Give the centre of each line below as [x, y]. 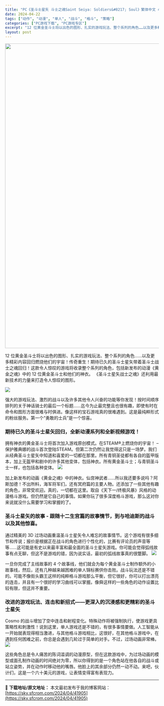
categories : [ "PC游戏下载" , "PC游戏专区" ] [46, 23]
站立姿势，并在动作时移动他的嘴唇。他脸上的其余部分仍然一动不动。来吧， [80, 667]
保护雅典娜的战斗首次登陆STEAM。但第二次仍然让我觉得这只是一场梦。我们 [81, 450]
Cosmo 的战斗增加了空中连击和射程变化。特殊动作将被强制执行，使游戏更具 [81, 621]
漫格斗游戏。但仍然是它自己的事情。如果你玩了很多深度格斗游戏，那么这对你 [82, 496]
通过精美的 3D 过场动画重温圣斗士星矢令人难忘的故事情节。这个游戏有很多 [80, 535]
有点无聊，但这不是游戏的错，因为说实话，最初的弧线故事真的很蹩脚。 [80, 553]
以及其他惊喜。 [23, 524]
